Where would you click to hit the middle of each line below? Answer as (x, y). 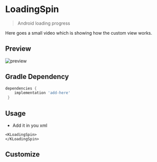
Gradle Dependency (37, 77)
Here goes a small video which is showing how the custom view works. (79, 33)
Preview (18, 49)
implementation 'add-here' (42, 93)
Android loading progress (44, 23)
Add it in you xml (30, 125)
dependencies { (21, 88)
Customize (23, 154)
